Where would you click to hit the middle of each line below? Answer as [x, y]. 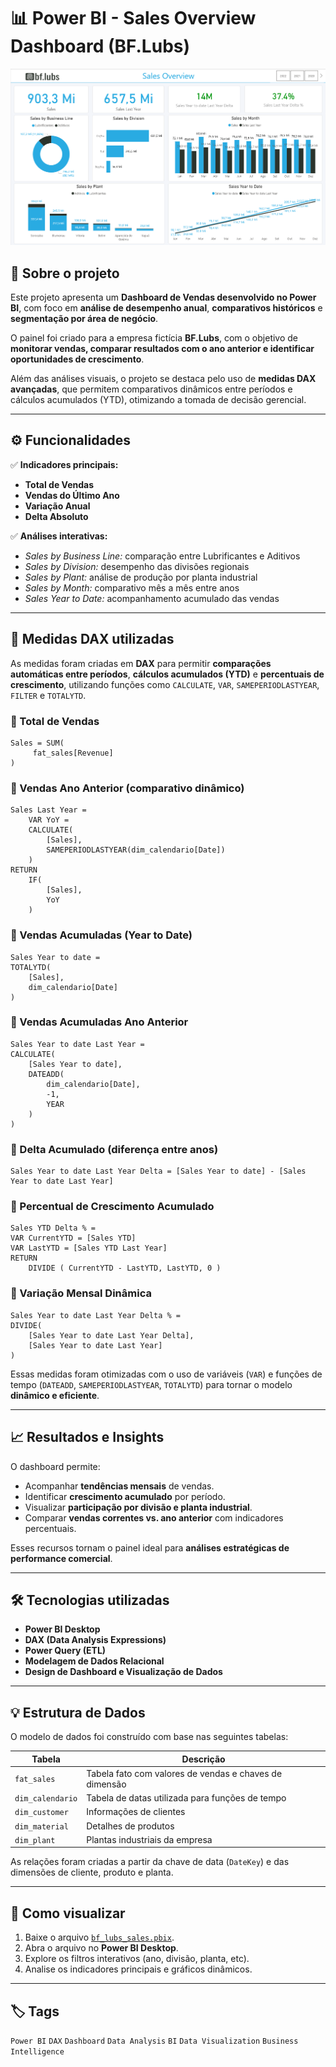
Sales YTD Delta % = [53, 1228]
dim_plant [35, 1840]
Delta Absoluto [56, 516]
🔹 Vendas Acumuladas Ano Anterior [99, 1022]
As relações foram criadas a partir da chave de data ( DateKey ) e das [150, 1862]
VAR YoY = [49, 820]
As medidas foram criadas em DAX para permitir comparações [141, 663]
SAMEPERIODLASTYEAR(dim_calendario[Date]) [136, 850]
